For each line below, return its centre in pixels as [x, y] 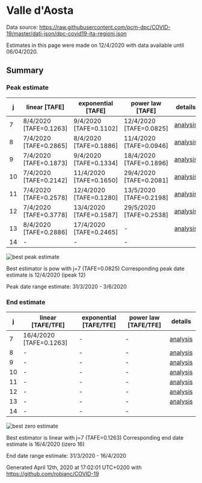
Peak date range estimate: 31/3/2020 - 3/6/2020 [67, 286]
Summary [25, 71]
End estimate [26, 302]
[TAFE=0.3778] [45, 215]
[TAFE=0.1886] [96, 146]
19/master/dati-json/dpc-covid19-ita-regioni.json [67, 33]
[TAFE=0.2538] [146, 215]
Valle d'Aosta [40, 11]
